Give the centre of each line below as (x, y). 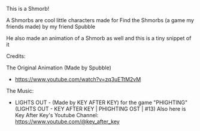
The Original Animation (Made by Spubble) (59, 68)
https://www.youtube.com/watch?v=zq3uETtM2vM (78, 79)
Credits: (16, 56)
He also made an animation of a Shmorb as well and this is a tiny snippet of (99, 38)
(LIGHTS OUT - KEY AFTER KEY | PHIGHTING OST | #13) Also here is (100, 109)
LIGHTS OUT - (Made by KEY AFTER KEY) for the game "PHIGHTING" (101, 102)
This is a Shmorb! (28, 9)
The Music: (20, 91)
